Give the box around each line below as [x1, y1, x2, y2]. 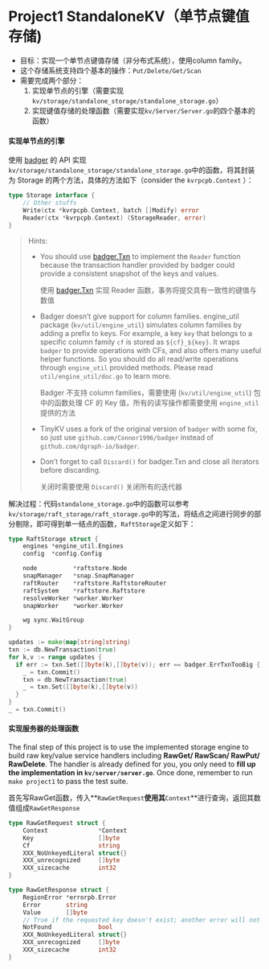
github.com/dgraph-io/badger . [39, 441, 140, 450]
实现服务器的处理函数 [8, 724, 79, 733]
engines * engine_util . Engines [22, 542, 124, 551]
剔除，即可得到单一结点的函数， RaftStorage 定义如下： [14, 519, 196, 528]
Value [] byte [22, 908, 88, 917]
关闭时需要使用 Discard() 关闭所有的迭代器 [39, 482, 182, 491]
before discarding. [39, 465, 101, 474]
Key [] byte [22, 834, 120, 842]
